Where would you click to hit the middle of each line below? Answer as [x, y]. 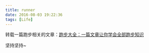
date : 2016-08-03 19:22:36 [34, 15]
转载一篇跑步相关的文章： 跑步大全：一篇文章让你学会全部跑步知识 [74, 35]
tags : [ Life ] [19, 19]
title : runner [20, 10]
